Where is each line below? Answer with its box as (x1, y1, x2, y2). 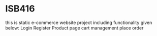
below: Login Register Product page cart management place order (5, 24, 144, 30)
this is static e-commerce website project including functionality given (5, 19, 152, 25)
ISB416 (5, 3, 35, 14)
